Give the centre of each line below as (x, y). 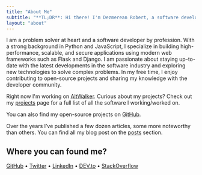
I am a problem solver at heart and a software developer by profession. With (100, 40)
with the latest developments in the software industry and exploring (102, 66)
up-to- (187, 59)
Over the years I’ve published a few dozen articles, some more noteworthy (99, 126)
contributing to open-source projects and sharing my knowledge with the (97, 78)
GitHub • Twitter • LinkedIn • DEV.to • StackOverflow (72, 166)
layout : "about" (26, 23)
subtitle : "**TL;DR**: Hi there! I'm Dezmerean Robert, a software (93, 17)
